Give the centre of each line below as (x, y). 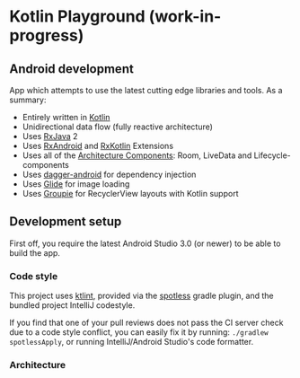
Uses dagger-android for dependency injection (109, 174)
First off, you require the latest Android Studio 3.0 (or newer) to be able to (145, 243)
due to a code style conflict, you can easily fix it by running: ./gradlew (139, 332)
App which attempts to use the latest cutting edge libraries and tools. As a (146, 90)
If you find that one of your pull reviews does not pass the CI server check (146, 323)
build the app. (35, 252)
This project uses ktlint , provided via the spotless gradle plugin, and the (141, 296)
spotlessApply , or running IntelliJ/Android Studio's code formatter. (132, 342)
